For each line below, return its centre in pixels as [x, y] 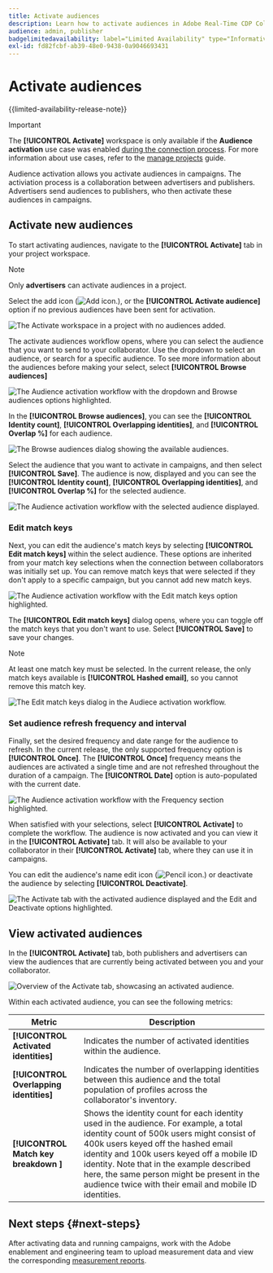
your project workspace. [50, 253]
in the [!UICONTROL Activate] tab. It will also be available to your [118, 842]
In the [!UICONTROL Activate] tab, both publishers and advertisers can [128, 953]
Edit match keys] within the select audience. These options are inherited [130, 554]
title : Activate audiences [54, 16]
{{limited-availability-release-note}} [68, 109]
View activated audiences [76, 933]
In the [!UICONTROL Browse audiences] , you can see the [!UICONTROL [130, 415]
